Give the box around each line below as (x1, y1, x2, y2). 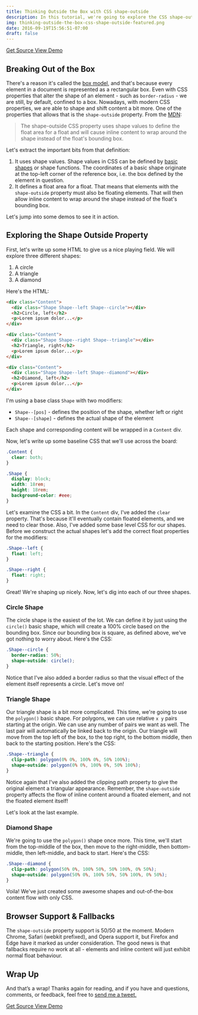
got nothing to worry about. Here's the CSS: (6, 635, 113, 642)
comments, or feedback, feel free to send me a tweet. (6, 991, 137, 998)
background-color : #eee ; (11, 492, 72, 498)
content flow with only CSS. (6, 894, 74, 901)
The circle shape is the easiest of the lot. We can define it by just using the (6, 616, 187, 624)
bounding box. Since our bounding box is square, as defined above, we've (6, 629, 187, 637)
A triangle (14, 270, 39, 277)
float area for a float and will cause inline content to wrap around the (20, 128, 187, 136)
